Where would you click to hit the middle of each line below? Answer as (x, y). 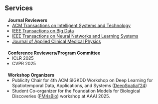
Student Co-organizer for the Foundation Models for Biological (76, 91)
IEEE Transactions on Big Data (43, 31)
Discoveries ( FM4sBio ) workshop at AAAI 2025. (61, 96)
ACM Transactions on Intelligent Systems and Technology (71, 25)
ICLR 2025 (23, 58)
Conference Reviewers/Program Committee (54, 53)
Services (19, 8)
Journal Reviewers (28, 20)
